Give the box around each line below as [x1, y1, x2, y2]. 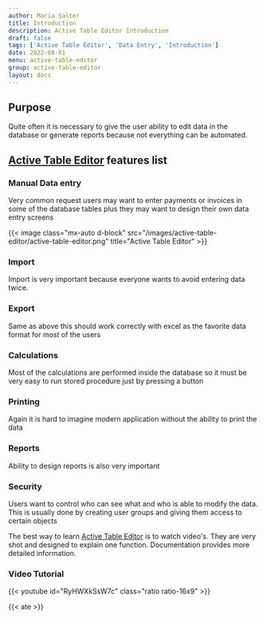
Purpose [8, 101, 52, 114]
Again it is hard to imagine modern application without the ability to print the [8, 415, 257, 424]
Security [8, 481, 42, 492]
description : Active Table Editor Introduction [8, 26, 170, 34]
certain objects [8, 516, 58, 526]
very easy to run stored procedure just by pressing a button [8, 376, 204, 386]
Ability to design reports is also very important [8, 461, 160, 470]
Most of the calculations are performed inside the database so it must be [8, 368, 248, 378]
